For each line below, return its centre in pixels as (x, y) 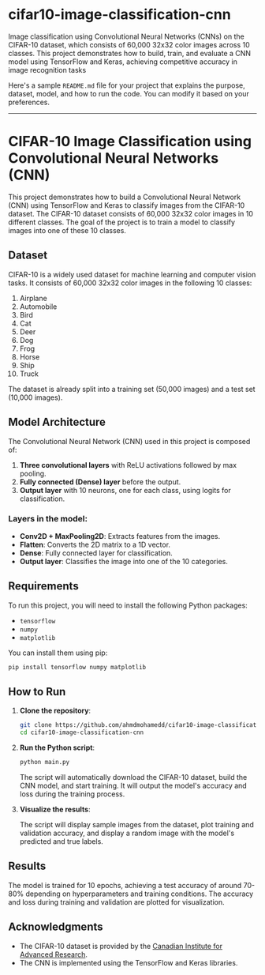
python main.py (45, 762)
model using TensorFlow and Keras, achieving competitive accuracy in (123, 62)
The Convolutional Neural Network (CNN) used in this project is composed (129, 441)
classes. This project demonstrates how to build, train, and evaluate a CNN (129, 53)
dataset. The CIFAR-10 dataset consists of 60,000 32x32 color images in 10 (131, 213)
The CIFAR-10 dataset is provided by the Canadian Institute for (121, 946)
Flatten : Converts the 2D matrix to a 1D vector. (95, 544)
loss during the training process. (72, 794)
